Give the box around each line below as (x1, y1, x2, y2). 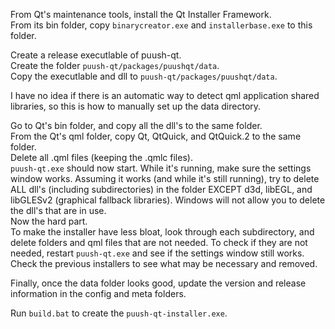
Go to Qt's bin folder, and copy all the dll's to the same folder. (10, 120, 263, 131)
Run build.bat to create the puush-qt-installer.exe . (10, 307, 228, 319)
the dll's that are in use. (10, 205, 107, 216)
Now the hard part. (10, 215, 88, 227)
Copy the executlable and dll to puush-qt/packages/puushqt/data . (10, 70, 278, 82)
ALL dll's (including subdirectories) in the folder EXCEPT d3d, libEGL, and (10, 184, 313, 195)
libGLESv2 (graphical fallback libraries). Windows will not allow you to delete (10, 194, 326, 206)
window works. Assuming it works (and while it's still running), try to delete (10, 173, 320, 184)
